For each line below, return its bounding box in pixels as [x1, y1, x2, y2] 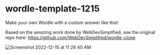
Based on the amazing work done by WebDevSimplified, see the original [5, 29, 155, 35]
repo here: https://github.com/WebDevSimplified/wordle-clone [5, 34, 136, 40]
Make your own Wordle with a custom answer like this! [5, 19, 119, 25]
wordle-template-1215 [5, 3, 100, 14]
